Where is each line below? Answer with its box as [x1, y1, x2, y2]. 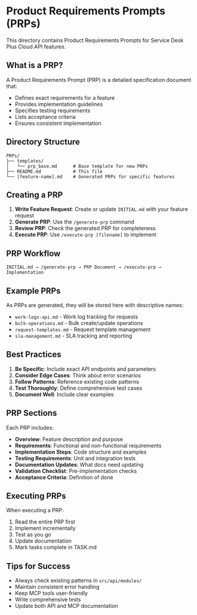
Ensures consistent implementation [14, 120, 101, 127]
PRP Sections [6, 408, 57, 418]
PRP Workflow [6, 248, 61, 258]
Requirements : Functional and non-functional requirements [14, 442, 162, 449]
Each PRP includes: [6, 424, 54, 431]
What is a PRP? [6, 60, 64, 71]
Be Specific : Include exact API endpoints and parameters [14, 365, 156, 372]
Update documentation [14, 537, 72, 544]
